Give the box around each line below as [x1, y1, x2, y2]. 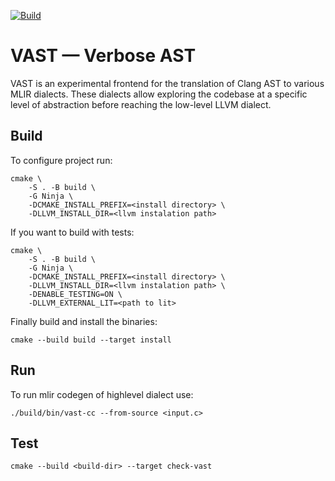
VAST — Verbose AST [10, 45, 197, 67]
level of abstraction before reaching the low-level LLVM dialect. [10, 98, 272, 110]
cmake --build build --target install [10, 335, 172, 345]
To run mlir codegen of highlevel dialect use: [10, 388, 194, 400]
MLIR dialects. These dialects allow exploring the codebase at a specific [10, 88, 308, 100]
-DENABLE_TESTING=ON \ [28, 289, 123, 299]
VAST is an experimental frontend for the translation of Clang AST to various [10, 77, 325, 89]
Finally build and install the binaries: [10, 315, 158, 327]
